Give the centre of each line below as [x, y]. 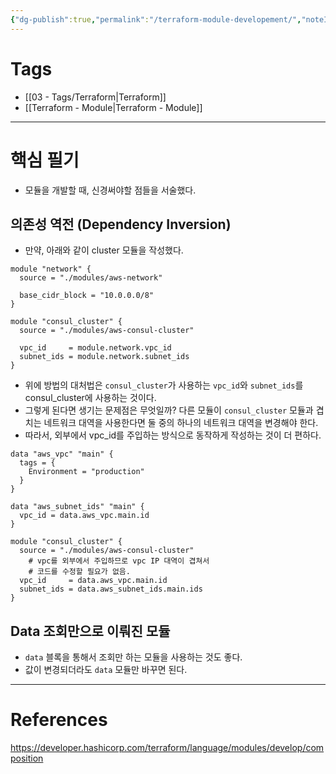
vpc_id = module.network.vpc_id [95, 348]
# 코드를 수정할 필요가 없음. [79, 572]
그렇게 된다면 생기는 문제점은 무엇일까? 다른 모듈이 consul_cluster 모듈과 [169, 410]
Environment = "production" [86, 472]
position [27, 758]
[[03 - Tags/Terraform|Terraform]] [95, 97]
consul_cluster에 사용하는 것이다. [90, 398]
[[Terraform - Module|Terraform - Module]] [113, 107]
